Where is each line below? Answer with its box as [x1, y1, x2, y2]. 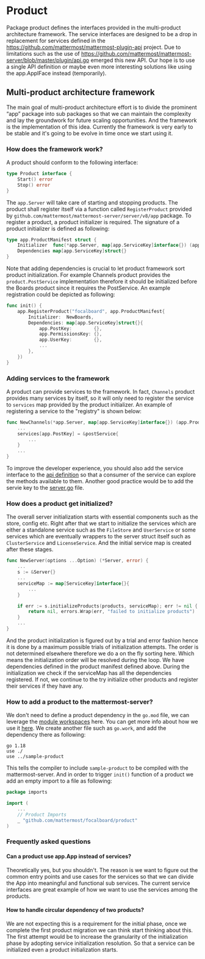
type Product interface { [6, 171, 72, 177]
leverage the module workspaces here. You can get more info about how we [6, 718, 198, 726]
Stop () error [17, 182, 51, 188]
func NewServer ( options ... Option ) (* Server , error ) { [6, 558, 149, 564]
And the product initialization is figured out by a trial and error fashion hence [6, 636, 198, 644]
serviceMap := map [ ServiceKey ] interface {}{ [17, 580, 130, 587]
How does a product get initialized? [6, 500, 113, 508]
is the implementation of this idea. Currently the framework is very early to [6, 123, 193, 130]
